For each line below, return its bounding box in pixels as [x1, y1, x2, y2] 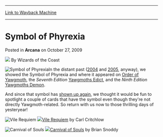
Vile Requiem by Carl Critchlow [42, 117, 104, 122]
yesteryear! [5, 107, 28, 112]
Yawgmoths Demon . [5, 82, 46, 88]
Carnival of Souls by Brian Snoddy [50, 126, 119, 132]
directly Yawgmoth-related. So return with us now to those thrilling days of [5, 101, 154, 107]
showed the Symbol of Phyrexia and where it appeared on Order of [5, 71, 139, 77]
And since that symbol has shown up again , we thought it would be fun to [5, 91, 152, 97]
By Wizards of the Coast [11, 57, 60, 63]
